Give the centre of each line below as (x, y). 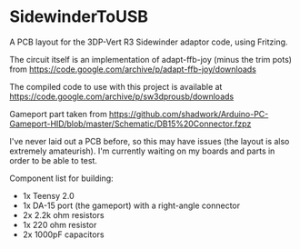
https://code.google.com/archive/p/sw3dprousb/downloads (122, 96)
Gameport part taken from (58, 114)
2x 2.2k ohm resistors (63, 214)
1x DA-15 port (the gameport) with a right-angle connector (131, 205)
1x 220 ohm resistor (60, 224)
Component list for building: (61, 178)
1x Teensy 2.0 (48, 195)
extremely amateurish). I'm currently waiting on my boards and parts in (142, 151)
